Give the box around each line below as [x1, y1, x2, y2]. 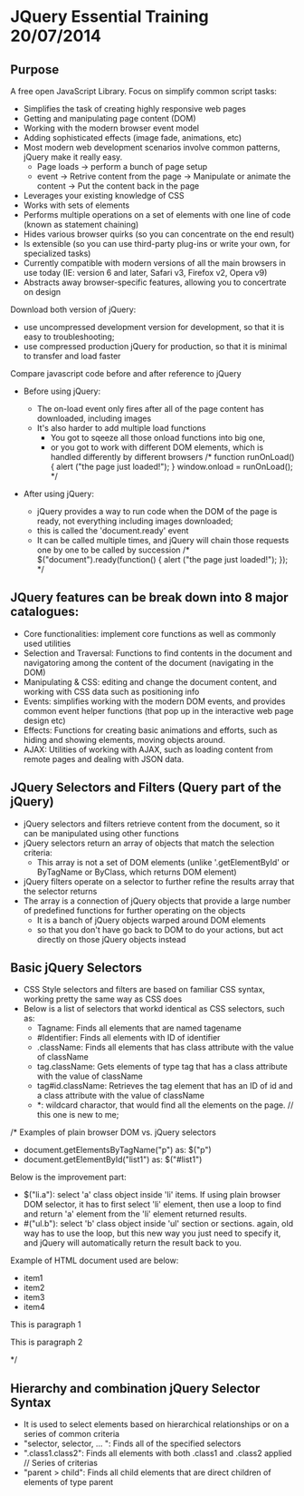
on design [23, 287, 62, 297]
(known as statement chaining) [23, 220, 139, 230]
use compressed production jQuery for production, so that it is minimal [23, 341, 288, 351]
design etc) [23, 715, 66, 726]
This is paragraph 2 [10, 1336, 83, 1348]
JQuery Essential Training [10, 6, 209, 27]
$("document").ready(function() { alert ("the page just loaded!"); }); [36, 554, 289, 564]
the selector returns [23, 885, 98, 896]
